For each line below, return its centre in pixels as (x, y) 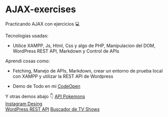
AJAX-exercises (41, 9)
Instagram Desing (24, 104)
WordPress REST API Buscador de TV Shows (53, 109)
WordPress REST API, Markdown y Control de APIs (66, 51)
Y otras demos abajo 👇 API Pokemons (45, 96)
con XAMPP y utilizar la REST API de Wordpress (63, 76)
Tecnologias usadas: (27, 36)
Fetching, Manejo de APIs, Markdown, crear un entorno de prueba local (88, 71)
